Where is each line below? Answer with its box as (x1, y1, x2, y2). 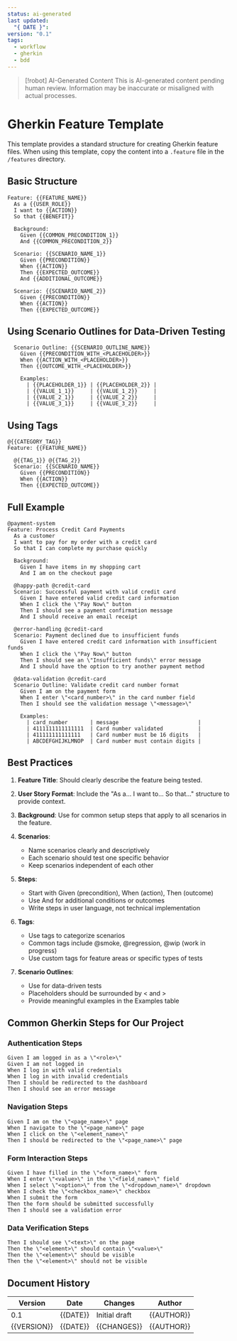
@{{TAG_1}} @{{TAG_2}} (13, 457, 81, 464)
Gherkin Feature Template (7, 116, 165, 132)
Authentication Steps (7, 1038, 83, 1048)
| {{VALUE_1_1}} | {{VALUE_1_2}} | (26, 388, 158, 395)
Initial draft (96, 1310, 132, 1320)
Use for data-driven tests (28, 981, 102, 990)
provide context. (17, 797, 66, 805)
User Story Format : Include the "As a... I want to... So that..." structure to (17, 790, 230, 798)
